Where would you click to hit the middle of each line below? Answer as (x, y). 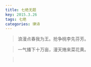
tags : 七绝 (16, 19)
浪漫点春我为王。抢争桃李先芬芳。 (53, 39)
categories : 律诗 (23, 24)
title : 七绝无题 (21, 10)
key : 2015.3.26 (21, 15)
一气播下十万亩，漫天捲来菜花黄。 (53, 50)
